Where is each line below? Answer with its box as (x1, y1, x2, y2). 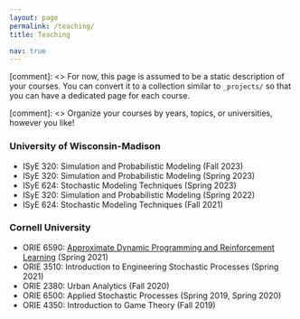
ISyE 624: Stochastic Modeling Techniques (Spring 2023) (22, 180, 237, 191)
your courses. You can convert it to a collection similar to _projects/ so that (9, 80, 292, 91)
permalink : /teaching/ (9, 22, 95, 31)
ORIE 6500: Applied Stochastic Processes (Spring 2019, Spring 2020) (22, 290, 282, 301)
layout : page (9, 13, 59, 23)
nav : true (9, 46, 47, 55)
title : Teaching (9, 30, 70, 39)
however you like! (9, 117, 75, 128)
